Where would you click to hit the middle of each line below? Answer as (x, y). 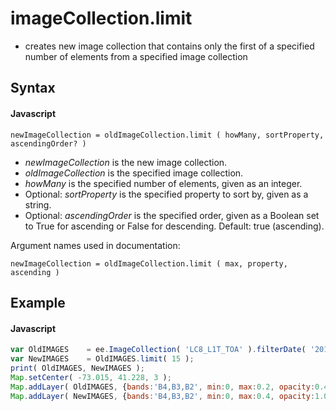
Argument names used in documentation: (95, 245)
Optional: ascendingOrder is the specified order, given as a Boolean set (172, 215)
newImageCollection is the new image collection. (126, 162)
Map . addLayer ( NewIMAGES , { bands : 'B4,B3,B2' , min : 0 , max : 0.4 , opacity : (163, 396)
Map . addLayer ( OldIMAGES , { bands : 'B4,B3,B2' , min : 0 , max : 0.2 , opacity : (163, 387)
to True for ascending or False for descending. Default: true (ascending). (174, 226)
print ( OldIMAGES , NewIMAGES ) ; (77, 368)
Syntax (33, 88)
